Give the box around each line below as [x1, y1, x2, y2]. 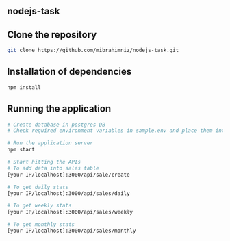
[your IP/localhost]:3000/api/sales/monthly [7, 227, 136, 235]
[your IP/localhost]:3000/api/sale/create [7, 171, 130, 178]
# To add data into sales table [7, 164, 99, 172]
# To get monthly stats [7, 221, 75, 228]
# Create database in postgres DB [7, 121, 106, 128]
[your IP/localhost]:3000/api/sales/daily [7, 190, 130, 197]
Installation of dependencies [7, 66, 132, 77]
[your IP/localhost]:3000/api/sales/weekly [7, 209, 133, 216]
